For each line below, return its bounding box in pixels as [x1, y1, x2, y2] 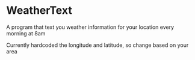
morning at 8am [6, 29, 46, 37]
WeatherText [6, 4, 72, 17]
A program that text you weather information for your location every [6, 23, 175, 31]
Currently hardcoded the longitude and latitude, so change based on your [6, 41, 189, 49]
